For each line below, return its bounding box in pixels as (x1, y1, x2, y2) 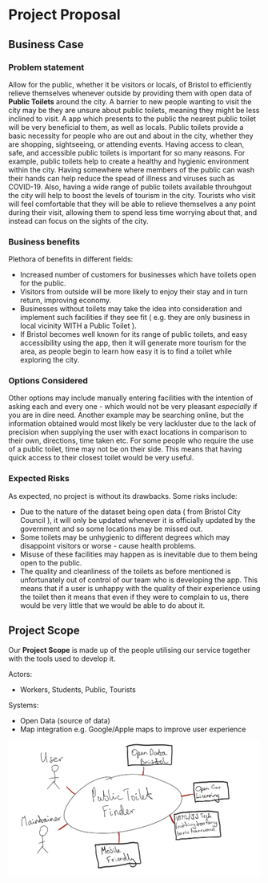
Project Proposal (8, 6, 122, 24)
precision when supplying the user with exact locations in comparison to (8, 427, 247, 437)
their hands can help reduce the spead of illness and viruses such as (8, 173, 235, 183)
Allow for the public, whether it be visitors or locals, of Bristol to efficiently (8, 79, 252, 89)
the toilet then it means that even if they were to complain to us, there (19, 592, 250, 601)
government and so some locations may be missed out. (19, 524, 203, 533)
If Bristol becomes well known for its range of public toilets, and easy (19, 330, 248, 339)
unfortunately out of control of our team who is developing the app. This (19, 575, 258, 585)
